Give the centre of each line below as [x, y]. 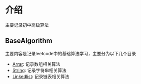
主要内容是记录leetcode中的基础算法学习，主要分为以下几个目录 [71, 53]
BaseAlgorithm [29, 41]
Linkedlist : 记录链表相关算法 [41, 76]
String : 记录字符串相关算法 [39, 70]
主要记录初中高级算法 [27, 25]
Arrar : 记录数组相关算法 [36, 64]
